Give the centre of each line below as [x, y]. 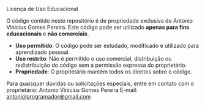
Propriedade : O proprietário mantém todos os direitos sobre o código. [104, 72]
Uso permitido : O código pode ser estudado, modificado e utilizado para [107, 46]
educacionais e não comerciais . [48, 34]
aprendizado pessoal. [43, 52]
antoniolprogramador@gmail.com [49, 97]
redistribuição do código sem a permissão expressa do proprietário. [101, 65]
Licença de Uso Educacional [42, 9]
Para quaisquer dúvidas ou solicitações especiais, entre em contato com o [100, 83]
